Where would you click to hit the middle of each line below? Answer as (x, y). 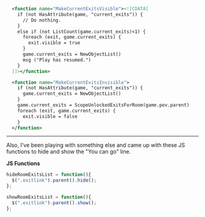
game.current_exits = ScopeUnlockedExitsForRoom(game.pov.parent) (103, 105)
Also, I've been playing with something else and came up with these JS (96, 145)
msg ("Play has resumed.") (57, 60)
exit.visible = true (54, 43)
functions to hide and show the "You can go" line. (69, 152)
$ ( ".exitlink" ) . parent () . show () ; (54, 203)
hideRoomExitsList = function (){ (49, 175)
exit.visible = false (50, 116)
